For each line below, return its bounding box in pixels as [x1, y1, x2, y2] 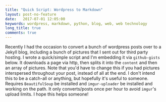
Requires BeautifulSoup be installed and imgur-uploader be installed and [5, 81, 153, 87]
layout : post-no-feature [5, 12, 56, 17]
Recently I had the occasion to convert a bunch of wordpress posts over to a [5, 44, 162, 50]
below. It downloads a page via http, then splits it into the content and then [5, 60, 158, 65]
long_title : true [5, 26, 41, 31]
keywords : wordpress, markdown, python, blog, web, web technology [5, 21, 148, 26]
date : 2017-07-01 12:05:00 [5, 16, 65, 21]
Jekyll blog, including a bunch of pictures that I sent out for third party [5, 49, 148, 55]
